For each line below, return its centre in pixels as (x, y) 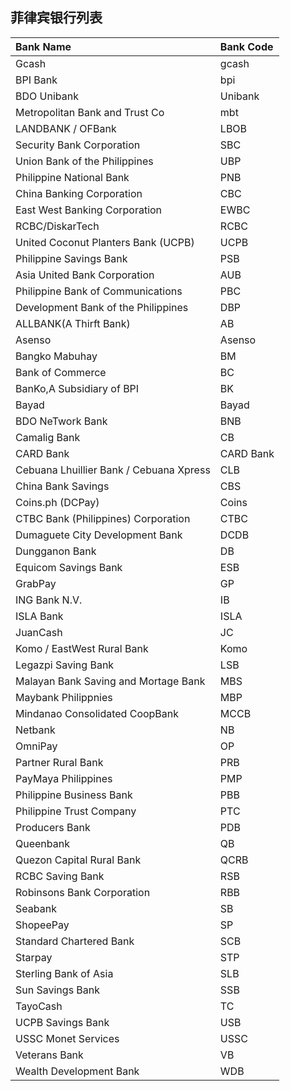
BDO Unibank (47, 96)
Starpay (34, 957)
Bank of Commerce (61, 372)
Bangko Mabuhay (56, 356)
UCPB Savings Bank (62, 1022)
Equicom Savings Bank (69, 567)
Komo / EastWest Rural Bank (82, 648)
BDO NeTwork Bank (61, 421)
